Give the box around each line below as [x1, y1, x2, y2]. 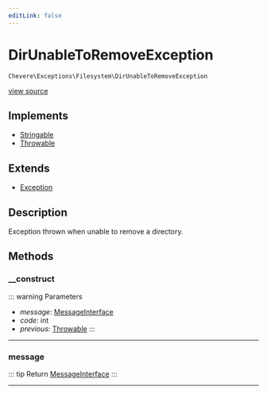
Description [8, 206, 68, 219]
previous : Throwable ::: [19, 323, 95, 334]
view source [8, 86, 48, 95]
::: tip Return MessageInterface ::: [8, 369, 118, 378]
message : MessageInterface [19, 307, 114, 316]
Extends [8, 161, 50, 175]
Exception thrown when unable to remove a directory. [8, 227, 184, 236]
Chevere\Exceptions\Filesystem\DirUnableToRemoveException [8, 72, 208, 80]
